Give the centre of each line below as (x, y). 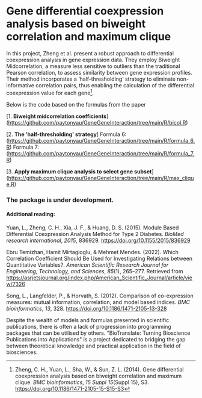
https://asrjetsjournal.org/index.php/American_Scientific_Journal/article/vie (99, 278)
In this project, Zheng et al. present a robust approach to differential (90, 53)
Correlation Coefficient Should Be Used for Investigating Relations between (99, 258)
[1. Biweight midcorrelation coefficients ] (57, 116)
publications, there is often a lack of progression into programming (89, 326)
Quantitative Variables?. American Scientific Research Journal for (87, 265)
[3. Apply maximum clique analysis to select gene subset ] (80, 171)
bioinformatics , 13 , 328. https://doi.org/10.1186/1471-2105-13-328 (87, 308)
